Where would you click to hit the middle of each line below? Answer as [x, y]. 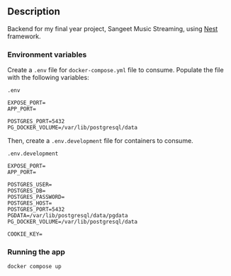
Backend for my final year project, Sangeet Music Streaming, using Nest [113, 28]
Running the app [36, 252]
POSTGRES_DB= [27, 191]
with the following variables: [49, 78]
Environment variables [47, 54]
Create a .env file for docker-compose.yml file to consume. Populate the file [116, 70]
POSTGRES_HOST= [30, 203]
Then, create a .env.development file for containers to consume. [100, 141]
